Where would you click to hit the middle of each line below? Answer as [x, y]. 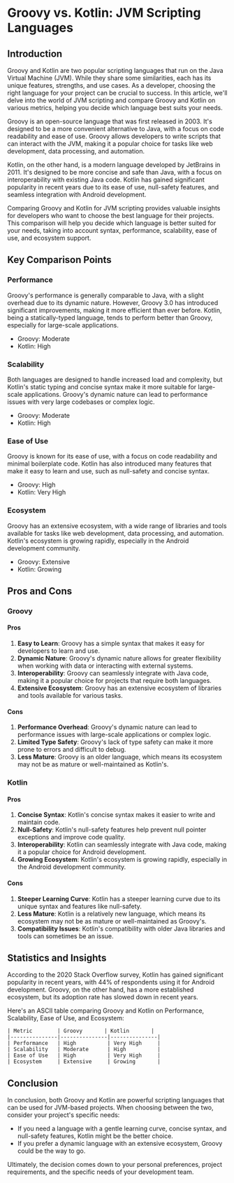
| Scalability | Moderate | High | [84, 1050]
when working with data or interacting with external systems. [105, 666]
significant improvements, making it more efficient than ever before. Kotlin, [115, 310]
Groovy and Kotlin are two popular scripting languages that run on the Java [115, 70]
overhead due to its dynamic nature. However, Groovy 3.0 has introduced [113, 302]
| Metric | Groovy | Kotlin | [81, 1031]
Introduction [35, 54]
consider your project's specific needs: [64, 1115]
